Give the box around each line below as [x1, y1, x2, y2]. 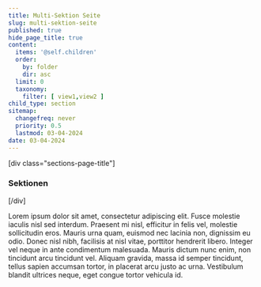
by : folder [22, 63, 59, 71]
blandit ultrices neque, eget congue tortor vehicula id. [8, 270, 183, 279]
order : [15, 56, 37, 64]
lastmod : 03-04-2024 [15, 129, 83, 137]
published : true [8, 26, 62, 34]
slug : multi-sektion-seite [8, 19, 97, 27]
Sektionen [8, 178, 49, 189]
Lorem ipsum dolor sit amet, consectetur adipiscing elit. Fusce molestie [8, 211, 240, 221]
